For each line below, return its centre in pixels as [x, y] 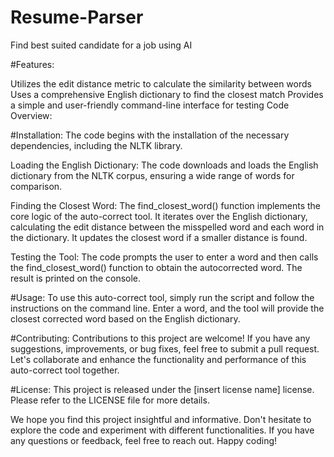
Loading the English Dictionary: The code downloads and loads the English [164, 165]
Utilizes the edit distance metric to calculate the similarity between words [161, 83]
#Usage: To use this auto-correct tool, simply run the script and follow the [162, 297]
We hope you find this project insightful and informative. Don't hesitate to [161, 419]
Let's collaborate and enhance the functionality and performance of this [158, 359]
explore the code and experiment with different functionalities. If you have [162, 430]
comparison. [36, 186]
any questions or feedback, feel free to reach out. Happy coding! [144, 440]
